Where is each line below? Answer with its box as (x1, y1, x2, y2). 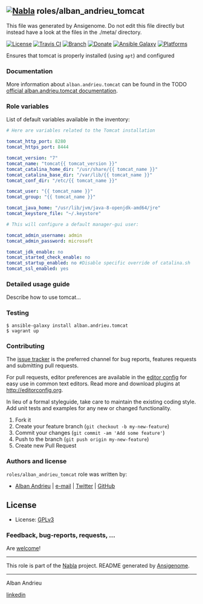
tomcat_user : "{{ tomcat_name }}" (6, 188, 94, 194)
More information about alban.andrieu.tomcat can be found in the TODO (6, 81, 187, 88)
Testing (6, 309, 29, 317)
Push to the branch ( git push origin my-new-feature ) (14, 435, 149, 443)
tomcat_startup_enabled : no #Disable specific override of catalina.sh (6, 260, 190, 266)
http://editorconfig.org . (6, 386, 63, 393)
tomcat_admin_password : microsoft (6, 238, 94, 244)
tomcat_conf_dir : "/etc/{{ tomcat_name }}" (6, 178, 118, 184)
